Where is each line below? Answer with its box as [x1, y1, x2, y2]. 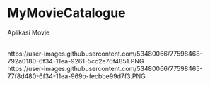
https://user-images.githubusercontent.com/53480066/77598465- [7, 64, 203, 73]
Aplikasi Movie [7, 28, 50, 37]
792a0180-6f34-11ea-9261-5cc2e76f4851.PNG [7, 56, 144, 65]
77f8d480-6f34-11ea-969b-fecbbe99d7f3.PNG [7, 72, 146, 80]
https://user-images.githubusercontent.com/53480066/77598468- [7, 49, 203, 58]
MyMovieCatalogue [7, 5, 126, 21]
